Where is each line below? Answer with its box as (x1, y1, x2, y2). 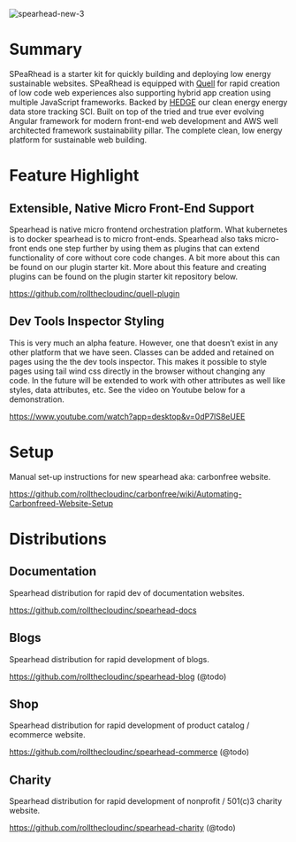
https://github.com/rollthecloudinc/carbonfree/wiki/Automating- (9, 488, 242, 499)
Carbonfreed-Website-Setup (9, 498, 113, 508)
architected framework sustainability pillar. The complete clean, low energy (9, 125, 283, 135)
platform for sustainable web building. (9, 134, 148, 145)
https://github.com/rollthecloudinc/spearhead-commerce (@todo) (9, 746, 250, 757)
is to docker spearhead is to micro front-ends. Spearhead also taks (9, 233, 254, 243)
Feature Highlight (9, 166, 140, 186)
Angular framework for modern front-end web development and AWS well (9, 115, 278, 126)
